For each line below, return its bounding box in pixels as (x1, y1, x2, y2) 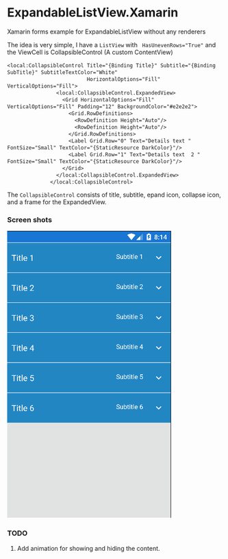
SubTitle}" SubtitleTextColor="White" (7, 69, 118, 76)
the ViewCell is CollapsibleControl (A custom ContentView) (7, 48, 173, 56)
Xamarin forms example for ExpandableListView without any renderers (7, 27, 206, 36)
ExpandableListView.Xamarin (7, 5, 179, 21)
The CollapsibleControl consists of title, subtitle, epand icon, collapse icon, (7, 190, 221, 199)
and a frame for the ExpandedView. (7, 197, 107, 206)
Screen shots (7, 214, 53, 224)
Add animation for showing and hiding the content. (16, 544, 160, 552)
